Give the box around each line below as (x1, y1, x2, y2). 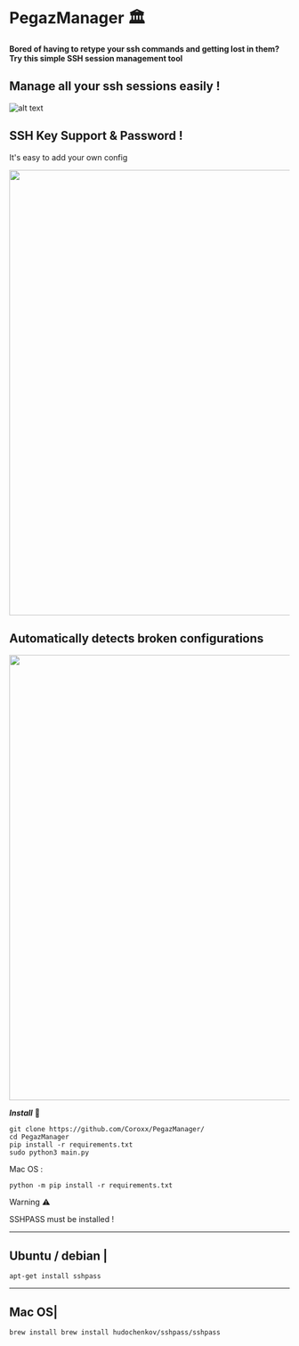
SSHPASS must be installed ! (9, 1214, 115, 1225)
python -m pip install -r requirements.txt (9, 1181, 174, 1190)
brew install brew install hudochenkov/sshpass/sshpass (9, 1328, 221, 1337)
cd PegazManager (9, 1133, 69, 1142)
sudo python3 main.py (9, 1148, 90, 1157)
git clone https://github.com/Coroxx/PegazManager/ (9, 1125, 205, 1134)
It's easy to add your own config (9, 151, 128, 162)
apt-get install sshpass (9, 1272, 101, 1281)
